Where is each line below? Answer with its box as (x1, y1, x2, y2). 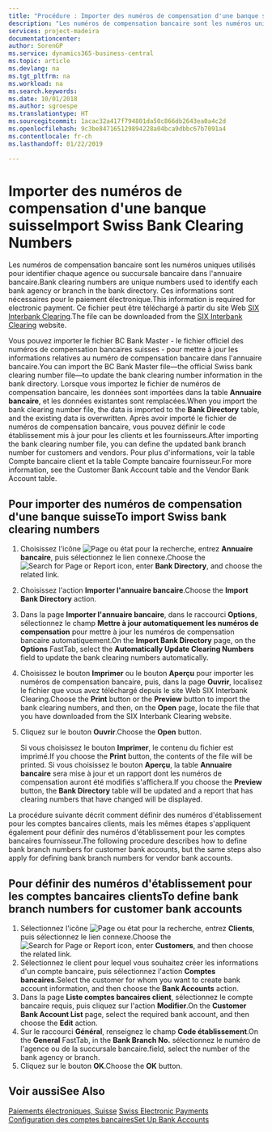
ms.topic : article (8, 57, 70, 66)
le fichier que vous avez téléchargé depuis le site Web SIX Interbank (19, 686, 249, 696)
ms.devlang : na (8, 65, 60, 73)
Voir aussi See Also (8, 1084, 105, 1098)
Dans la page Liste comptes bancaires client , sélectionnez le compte (19, 993, 253, 1002)
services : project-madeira (8, 27, 100, 35)
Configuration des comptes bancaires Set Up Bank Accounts (8, 1114, 210, 1124)
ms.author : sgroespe (8, 102, 79, 110)
